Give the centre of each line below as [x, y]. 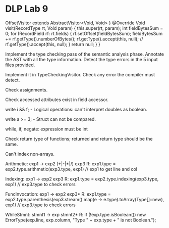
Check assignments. [26, 89]
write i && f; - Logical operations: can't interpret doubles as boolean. [76, 109]
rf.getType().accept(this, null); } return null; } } [53, 44]
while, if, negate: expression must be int [47, 129]
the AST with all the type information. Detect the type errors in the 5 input [81, 59]
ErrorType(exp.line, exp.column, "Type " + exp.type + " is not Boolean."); [81, 220]
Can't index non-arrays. [30, 154]
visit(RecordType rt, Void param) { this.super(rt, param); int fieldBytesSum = [84, 28]
